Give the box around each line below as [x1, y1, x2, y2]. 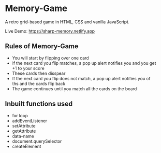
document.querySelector [12, 138, 62, 144]
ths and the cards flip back [12, 81, 66, 86]
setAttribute [12, 123, 36, 128]
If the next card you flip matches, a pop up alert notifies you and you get [12, 60, 156, 66]
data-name [12, 133, 34, 139]
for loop [12, 112, 28, 118]
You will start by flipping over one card [12, 55, 89, 61]
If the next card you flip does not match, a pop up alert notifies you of [12, 75, 151, 81]
